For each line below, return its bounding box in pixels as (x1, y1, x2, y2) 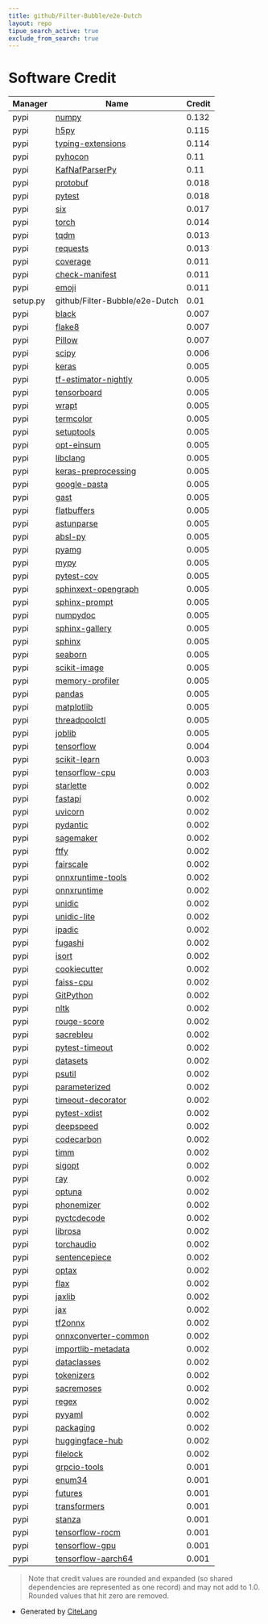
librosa (55, 1226, 81, 1237)
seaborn (55, 649, 87, 660)
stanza (55, 1514, 81, 1525)
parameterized (55, 1081, 111, 1093)
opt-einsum (55, 439, 101, 451)
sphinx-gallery (55, 623, 112, 634)
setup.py (12, 295, 46, 306)
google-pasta (55, 479, 109, 490)
